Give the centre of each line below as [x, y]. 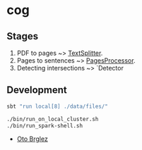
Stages [23, 36]
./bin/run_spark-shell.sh [45, 125]
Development [37, 90]
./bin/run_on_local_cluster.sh [53, 119]
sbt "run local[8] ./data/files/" [58, 106]
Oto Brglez [32, 139]
